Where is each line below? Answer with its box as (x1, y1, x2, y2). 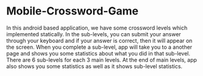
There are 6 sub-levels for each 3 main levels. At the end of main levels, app (6, 56, 198, 63)
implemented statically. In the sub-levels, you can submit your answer (6, 30, 181, 37)
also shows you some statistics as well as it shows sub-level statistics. (6, 62, 183, 70)
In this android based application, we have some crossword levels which (6, 24, 188, 31)
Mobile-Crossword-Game (6, 4, 139, 18)
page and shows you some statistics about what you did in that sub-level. (6, 49, 190, 57)
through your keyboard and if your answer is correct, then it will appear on (6, 37, 193, 44)
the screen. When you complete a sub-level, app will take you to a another (6, 43, 193, 51)
